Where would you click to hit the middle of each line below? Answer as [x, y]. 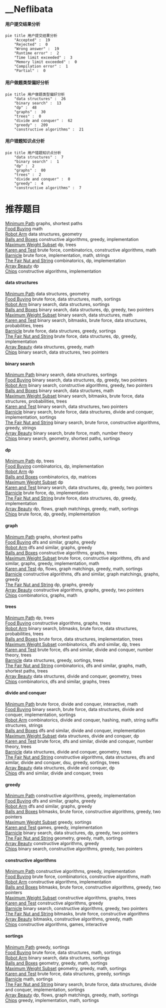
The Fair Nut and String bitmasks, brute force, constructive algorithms [77, 914]
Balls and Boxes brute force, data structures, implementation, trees [74, 639]
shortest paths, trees [27, 670]
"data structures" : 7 [39, 157]
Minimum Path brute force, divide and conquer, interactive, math [71, 704]
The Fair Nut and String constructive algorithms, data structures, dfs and [80, 757]
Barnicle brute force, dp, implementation [47, 493]
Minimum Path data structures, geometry [47, 293]
